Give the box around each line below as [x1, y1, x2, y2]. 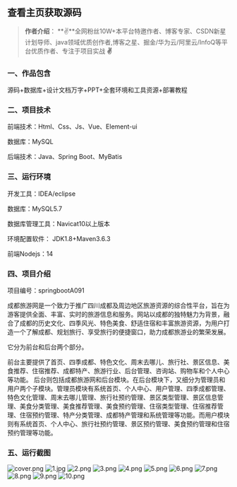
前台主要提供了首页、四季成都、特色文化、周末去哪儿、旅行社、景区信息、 [7, 358, 224, 366]
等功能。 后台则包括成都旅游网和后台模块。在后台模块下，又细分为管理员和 [7, 375, 226, 384]
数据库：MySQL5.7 [7, 204, 62, 213]
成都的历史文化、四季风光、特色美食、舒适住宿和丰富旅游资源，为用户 [19, 319, 224, 327]
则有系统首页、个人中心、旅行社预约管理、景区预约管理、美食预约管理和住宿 [7, 420, 230, 428]
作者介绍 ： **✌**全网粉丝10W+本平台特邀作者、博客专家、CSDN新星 [24, 27, 226, 35]
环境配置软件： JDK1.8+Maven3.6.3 [7, 234, 111, 242]
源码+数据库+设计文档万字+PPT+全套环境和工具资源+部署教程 [7, 86, 188, 94]
